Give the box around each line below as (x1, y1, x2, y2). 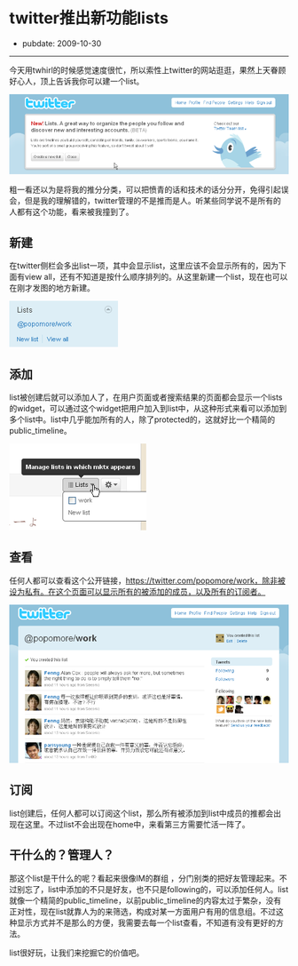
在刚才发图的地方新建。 (9, 283, 95, 293)
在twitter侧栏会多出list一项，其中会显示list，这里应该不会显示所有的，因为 (9, 260, 279, 271)
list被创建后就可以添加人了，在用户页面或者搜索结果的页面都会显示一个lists (9, 392, 283, 403)
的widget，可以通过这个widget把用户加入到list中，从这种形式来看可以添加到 (9, 403, 287, 414)
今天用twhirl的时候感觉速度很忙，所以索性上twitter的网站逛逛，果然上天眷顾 (9, 64, 286, 76)
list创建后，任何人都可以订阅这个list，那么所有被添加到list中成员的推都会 (9, 808, 274, 818)
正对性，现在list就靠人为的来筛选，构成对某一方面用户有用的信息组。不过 (9, 906, 277, 916)
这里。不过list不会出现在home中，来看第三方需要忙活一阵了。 (24, 818, 250, 829)
